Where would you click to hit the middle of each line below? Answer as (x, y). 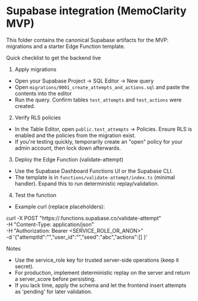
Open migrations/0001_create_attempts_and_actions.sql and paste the (102, 87)
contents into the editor (43, 93)
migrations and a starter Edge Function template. (66, 46)
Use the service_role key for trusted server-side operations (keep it (97, 260)
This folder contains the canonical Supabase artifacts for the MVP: (87, 40)
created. (25, 106)
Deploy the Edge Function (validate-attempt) (69, 159)
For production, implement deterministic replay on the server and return (102, 273)
